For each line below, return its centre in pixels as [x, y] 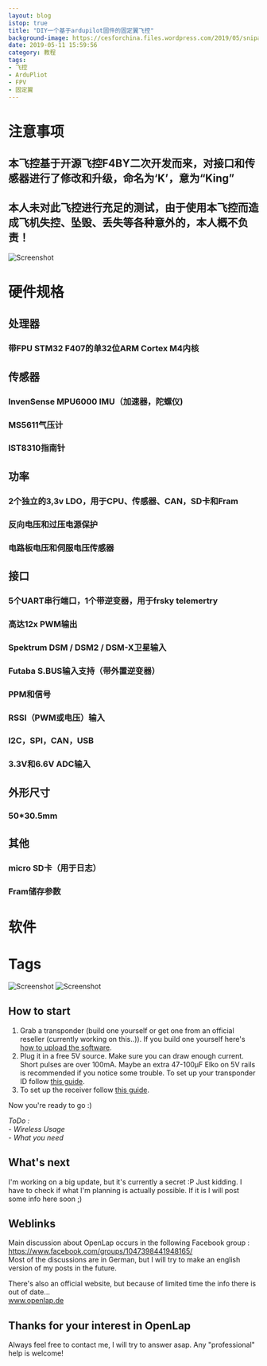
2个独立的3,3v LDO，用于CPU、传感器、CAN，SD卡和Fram [123, 501]
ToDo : [19, 1121]
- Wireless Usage [37, 1129]
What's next [39, 1162]
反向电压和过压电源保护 [53, 524]
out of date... [29, 1292]
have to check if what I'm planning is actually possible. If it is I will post [124, 1190]
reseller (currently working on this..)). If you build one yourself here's [132, 1039]
